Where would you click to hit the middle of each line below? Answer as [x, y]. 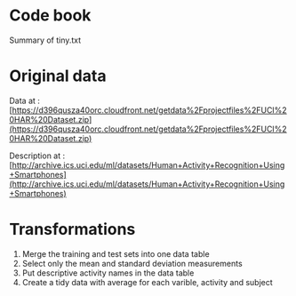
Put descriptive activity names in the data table [108, 273]
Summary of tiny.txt [45, 40]
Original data [58, 76]
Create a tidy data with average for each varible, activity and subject [147, 282]
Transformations [72, 230]
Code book [50, 16]
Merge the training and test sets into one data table [116, 253]
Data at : [24, 100]
